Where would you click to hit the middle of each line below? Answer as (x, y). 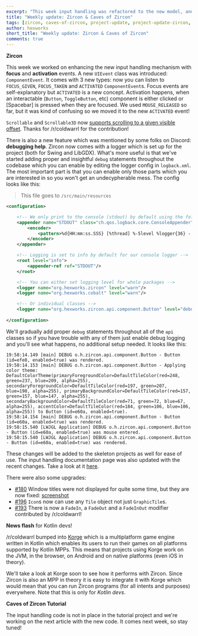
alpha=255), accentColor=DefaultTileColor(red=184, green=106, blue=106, (99, 406)
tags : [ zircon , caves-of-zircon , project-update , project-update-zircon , (99, 22)
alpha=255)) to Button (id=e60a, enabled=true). (67, 412)
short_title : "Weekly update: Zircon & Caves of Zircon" (77, 34)
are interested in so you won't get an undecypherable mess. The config (93, 178)
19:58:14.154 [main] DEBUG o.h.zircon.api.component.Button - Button (93, 417)
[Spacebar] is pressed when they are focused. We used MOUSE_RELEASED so (97, 105)
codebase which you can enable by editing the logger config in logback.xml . (99, 165)
